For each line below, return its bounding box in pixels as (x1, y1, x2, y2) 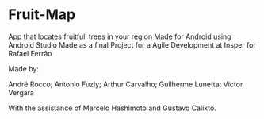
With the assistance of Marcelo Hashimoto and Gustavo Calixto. (8, 103, 216, 113)
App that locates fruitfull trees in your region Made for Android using (8, 32, 231, 41)
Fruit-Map (8, 6, 76, 24)
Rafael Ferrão (8, 48, 53, 58)
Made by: (8, 63, 40, 73)
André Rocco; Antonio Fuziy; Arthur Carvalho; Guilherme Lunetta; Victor (8, 79, 243, 89)
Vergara (8, 87, 34, 97)
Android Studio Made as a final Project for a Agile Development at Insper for (8, 40, 256, 49)
